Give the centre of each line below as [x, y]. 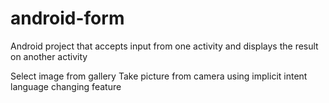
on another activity [49, 56]
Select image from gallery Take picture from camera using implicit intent [159, 76]
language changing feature [66, 86]
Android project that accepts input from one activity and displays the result [164, 46]
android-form [67, 18]
